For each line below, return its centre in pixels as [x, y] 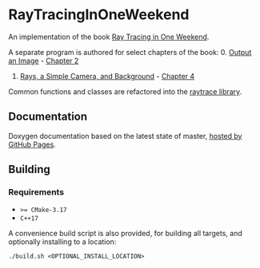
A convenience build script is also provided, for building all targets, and [125, 234]
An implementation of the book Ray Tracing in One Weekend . [109, 37]
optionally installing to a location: [62, 242]
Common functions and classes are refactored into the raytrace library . [125, 91]
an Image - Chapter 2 [44, 61]
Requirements [36, 192]
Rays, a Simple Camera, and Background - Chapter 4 [107, 76]
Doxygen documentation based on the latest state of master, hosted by [125, 136]
